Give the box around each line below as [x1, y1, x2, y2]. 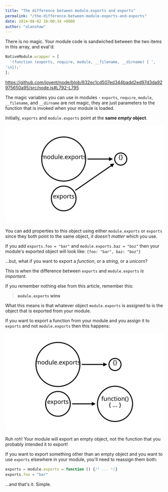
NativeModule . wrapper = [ [5, 54, 59, 59]
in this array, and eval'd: [5, 44, 55, 50]
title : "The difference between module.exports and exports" [5, 8, 136, 13]
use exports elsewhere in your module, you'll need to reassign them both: [5, 456, 157, 462]
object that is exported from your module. [5, 308, 91, 314]
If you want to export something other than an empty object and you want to [5, 451, 163, 457]
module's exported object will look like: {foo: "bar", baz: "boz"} [5, 248, 141, 254]
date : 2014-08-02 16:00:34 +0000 [5, 19, 75, 24]
